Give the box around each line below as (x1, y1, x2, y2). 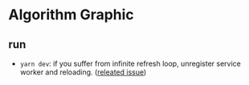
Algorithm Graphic (8, 6, 134, 24)
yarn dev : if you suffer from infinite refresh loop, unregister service (19, 59, 241, 68)
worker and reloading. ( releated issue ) (19, 67, 147, 77)
